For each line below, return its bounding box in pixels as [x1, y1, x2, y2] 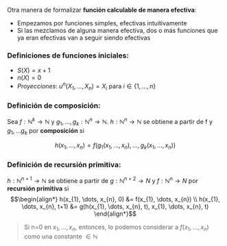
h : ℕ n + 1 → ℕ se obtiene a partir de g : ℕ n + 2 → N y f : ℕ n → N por [7, 175, 199, 185]
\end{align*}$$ [93, 210, 137, 218]
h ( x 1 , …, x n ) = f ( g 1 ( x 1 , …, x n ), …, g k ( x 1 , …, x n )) [54, 141, 176, 151]
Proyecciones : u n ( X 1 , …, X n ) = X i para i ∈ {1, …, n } [16, 81, 156, 92]
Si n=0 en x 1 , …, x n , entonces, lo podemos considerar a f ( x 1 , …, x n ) [23, 223, 209, 232]
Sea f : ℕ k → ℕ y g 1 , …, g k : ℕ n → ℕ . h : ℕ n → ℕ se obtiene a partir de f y [7, 116, 213, 127]
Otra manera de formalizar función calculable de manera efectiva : [7, 6, 197, 14]
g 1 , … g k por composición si [7, 126, 84, 136]
